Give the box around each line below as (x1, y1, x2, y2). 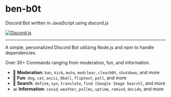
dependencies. (5, 49, 37, 56)
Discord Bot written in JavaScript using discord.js (5, 20, 109, 26)
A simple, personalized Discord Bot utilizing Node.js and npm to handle (5, 44, 154, 50)
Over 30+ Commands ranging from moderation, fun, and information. (5, 59, 151, 66)
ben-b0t (5, 3, 42, 15)
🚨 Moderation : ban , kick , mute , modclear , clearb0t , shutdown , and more (12, 69, 160, 75)
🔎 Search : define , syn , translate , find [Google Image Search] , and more (12, 80, 165, 86)
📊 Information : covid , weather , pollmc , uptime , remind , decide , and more (12, 86, 164, 92)
